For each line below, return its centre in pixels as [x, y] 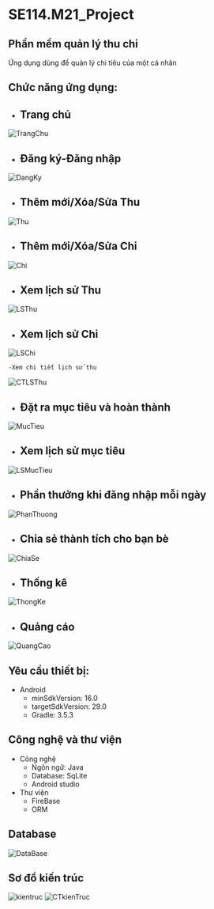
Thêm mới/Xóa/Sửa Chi [78, 246]
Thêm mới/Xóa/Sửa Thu [80, 202]
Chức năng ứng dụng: [63, 87]
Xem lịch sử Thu [60, 290]
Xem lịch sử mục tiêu [72, 451]
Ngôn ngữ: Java [58, 767]
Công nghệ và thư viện [65, 740]
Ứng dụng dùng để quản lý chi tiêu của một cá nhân [93, 62]
